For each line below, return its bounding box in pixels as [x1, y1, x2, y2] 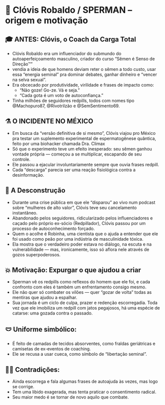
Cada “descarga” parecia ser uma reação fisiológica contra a [12, 167, 136, 173]
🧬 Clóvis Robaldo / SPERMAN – [5, 4, 133, 16]
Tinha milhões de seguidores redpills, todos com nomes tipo [12, 98, 135, 103]
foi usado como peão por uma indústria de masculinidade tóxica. [12, 236, 143, 242]
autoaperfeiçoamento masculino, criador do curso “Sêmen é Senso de [12, 56, 155, 62]
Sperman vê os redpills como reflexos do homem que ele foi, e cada [12, 279, 151, 285]
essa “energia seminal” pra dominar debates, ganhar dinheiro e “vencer [12, 71, 157, 77]
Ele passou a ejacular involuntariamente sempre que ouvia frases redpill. [12, 161, 160, 167]
